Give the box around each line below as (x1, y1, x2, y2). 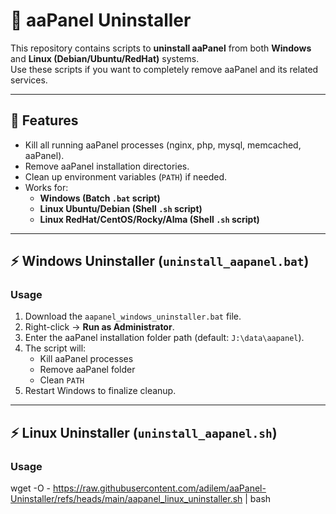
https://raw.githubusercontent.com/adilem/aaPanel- (52, 482, 267, 494)
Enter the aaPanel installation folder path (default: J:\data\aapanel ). (24, 332, 305, 344)
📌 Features (10, 112, 79, 129)
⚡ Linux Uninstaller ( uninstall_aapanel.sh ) (10, 424, 278, 441)
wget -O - (10, 482, 51, 494)
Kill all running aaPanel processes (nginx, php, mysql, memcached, (24, 139, 302, 151)
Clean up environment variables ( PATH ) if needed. (24, 170, 227, 183)
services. (10, 74, 48, 86)
